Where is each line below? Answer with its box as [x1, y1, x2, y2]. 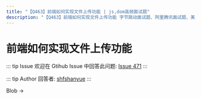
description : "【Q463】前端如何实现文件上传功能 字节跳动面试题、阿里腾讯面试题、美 [6, 14, 196, 20]
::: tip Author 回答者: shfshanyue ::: [6, 75, 92, 82]
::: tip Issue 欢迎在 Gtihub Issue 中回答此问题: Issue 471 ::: [6, 63, 148, 70]
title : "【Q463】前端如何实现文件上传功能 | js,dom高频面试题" [6, 8, 150, 15]
